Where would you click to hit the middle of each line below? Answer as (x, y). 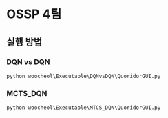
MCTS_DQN (27, 93)
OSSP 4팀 (34, 14)
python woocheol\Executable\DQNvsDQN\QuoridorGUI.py (84, 76)
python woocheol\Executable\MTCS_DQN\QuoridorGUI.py (84, 108)
